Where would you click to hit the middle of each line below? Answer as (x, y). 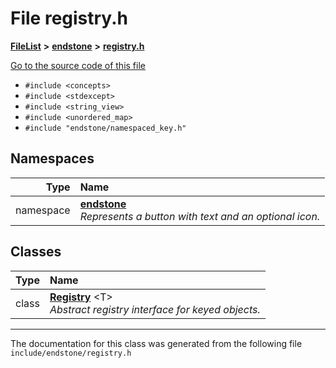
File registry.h (69, 18)
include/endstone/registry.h (71, 353)
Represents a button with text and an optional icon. (200, 216)
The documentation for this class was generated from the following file (156, 343)
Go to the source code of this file (78, 65)
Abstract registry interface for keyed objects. (155, 309)
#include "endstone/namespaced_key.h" (105, 128)
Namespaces (52, 158)
